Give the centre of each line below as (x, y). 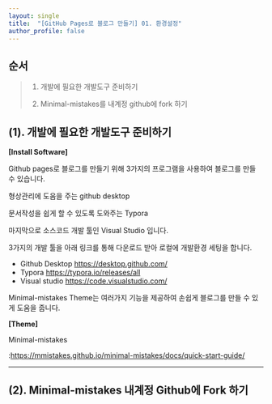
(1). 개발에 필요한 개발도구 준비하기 (90, 132)
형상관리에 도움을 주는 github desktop (69, 196)
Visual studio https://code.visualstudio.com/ (93, 281)
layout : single (34, 16)
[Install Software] (38, 152)
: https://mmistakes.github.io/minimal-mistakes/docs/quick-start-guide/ (127, 355)
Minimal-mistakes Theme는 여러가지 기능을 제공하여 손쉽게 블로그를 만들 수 (129, 298)
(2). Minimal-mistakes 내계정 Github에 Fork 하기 (128, 391)
